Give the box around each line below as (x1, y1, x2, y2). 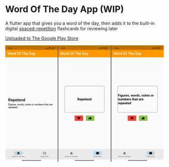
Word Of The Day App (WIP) (5, 4, 124, 15)
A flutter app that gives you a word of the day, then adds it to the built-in (5, 20, 155, 26)
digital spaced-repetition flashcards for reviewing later (5, 25, 118, 31)
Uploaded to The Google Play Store (5, 35, 79, 41)
